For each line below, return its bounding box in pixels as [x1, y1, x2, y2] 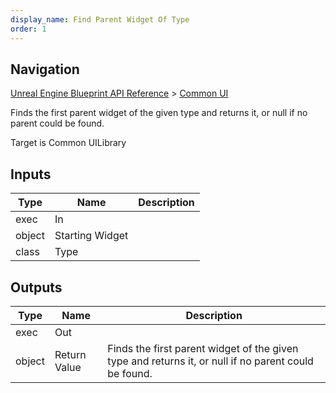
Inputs [10, 166, 52, 183]
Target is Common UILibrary [10, 137, 127, 149]
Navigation [10, 61, 80, 78]
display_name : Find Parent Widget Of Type [10, 14, 190, 25]
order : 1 [10, 24, 47, 34]
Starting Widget [54, 229, 129, 243]
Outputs [10, 279, 63, 296]
